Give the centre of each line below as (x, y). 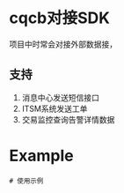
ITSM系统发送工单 (55, 108)
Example (41, 156)
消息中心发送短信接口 (60, 97)
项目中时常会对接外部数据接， (63, 44)
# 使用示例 (26, 181)
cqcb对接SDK (59, 18)
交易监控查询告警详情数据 (68, 119)
